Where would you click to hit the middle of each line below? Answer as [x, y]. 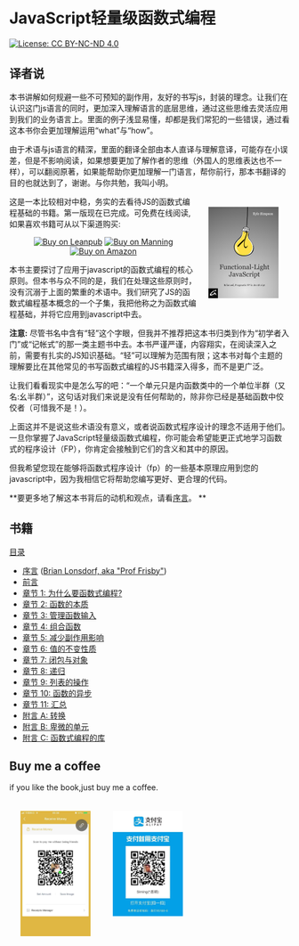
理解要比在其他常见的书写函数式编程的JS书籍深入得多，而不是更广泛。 [139, 366]
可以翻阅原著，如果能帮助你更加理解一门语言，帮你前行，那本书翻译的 [157, 171]
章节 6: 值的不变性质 [59, 648]
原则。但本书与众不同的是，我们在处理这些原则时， [103, 281]
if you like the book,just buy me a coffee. [84, 787]
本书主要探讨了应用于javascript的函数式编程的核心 [101, 269]
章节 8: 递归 [44, 671]
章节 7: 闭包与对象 [55, 659]
